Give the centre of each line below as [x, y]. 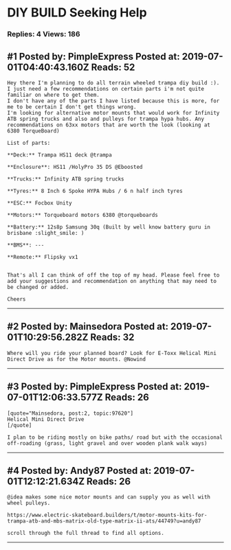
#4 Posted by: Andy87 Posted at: [79, 471]
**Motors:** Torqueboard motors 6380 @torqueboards [82, 215]
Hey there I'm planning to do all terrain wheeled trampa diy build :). [113, 83]
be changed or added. [38, 287]
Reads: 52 [113, 67]
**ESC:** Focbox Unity [40, 203]
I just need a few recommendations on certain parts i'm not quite [106, 89]
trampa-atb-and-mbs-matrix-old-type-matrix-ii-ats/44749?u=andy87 [104, 521]
